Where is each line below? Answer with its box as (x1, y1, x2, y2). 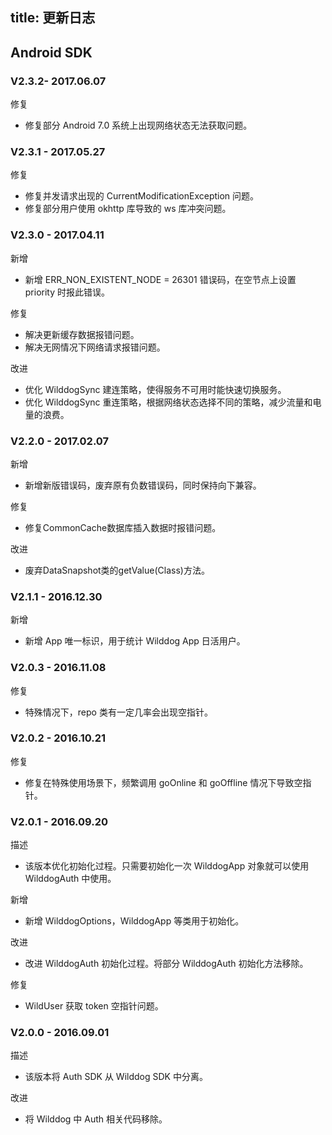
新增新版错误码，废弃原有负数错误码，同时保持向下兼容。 (24, 479, 262, 491)
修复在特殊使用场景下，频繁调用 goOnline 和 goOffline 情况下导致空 (24, 776, 303, 788)
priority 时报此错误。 (24, 286, 111, 298)
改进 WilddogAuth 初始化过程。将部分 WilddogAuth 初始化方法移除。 (24, 958, 309, 970)
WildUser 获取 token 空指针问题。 (24, 1000, 164, 1012)
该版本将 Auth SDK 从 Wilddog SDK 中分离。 (24, 1071, 208, 1083)
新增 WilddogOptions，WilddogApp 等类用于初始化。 (24, 915, 245, 927)
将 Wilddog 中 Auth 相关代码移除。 (24, 1113, 168, 1125)
